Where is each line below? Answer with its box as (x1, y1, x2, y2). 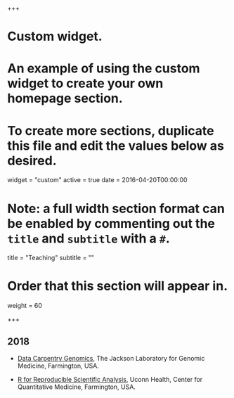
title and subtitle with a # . (7, 230, 170, 246)
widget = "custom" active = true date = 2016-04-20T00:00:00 (7, 176, 188, 184)
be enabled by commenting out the (7, 215, 216, 231)
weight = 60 (7, 302, 42, 310)
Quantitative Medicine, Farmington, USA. (17, 383, 136, 391)
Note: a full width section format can (7, 200, 225, 217)
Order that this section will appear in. (7, 278, 228, 294)
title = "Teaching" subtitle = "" (7, 254, 95, 262)
